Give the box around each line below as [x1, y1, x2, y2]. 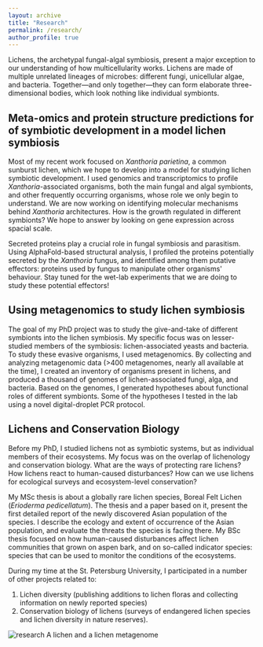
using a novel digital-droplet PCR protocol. [8, 399, 145, 409]
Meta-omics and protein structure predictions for [8, 111, 254, 124]
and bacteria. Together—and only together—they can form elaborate [8, 80, 231, 90]
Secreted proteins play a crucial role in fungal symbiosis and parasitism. [8, 239, 241, 249]
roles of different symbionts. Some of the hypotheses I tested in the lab [8, 391, 238, 401]
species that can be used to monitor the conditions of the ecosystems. [8, 550, 237, 560]
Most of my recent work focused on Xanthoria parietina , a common [8, 157, 227, 166]
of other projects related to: [8, 574, 97, 583]
